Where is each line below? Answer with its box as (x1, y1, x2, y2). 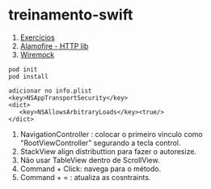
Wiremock (19, 49, 55, 59)
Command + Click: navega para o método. (19, 164, 162, 174)
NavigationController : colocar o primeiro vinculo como (19, 129, 204, 139)
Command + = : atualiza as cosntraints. (19, 172, 151, 182)
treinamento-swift (8, 6, 133, 24)
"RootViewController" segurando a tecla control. (19, 138, 181, 148)
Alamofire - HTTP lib (19, 41, 89, 50)
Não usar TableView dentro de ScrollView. (19, 155, 160, 165)
